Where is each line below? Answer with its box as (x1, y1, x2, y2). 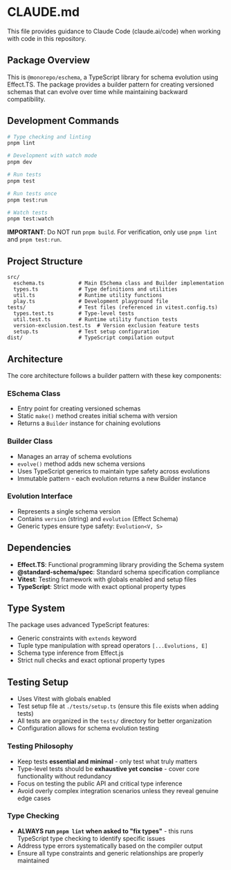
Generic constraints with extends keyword (17, 634, 137, 642)
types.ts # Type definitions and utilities (13, 286, 178, 293)
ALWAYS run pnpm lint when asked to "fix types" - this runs (17, 826, 194, 835)
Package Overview (7, 55, 91, 66)
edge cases (17, 794, 51, 802)
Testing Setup (7, 676, 69, 688)
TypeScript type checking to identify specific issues (17, 834, 166, 842)
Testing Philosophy (7, 741, 74, 751)
